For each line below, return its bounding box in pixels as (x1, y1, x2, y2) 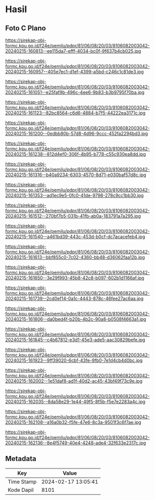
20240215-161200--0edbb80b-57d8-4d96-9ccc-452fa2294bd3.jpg (5, 130, 148, 137)
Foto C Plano (5, 24, 46, 32)
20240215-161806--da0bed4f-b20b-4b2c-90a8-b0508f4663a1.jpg (5, 316, 146, 322)
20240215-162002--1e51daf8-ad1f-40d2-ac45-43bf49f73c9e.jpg (5, 378, 143, 384)
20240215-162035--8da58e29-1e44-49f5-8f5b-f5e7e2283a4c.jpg (5, 398, 146, 405)
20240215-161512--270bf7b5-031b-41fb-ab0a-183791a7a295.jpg (5, 213, 141, 219)
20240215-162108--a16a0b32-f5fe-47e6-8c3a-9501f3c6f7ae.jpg (5, 419, 142, 425)
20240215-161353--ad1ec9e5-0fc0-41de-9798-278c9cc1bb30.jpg (5, 192, 144, 198)
